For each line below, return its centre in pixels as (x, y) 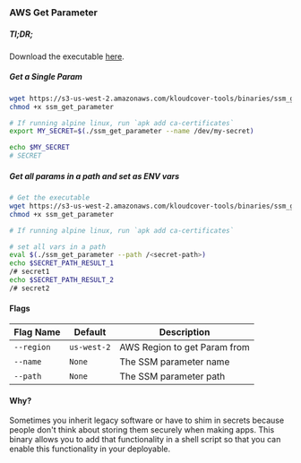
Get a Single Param (46, 77)
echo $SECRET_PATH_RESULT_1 (62, 263)
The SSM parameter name (175, 362)
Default (90, 332)
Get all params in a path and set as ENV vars (95, 176)
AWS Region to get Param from (185, 347)
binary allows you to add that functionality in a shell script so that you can (145, 440)
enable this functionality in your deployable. (90, 449)
